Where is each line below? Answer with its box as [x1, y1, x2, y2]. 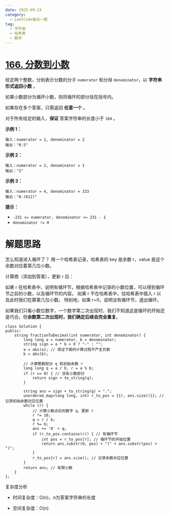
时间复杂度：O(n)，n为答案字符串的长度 [12, 494, 96, 500]
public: [5, 328, 22, 333]
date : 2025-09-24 [5, 7, 42, 13]
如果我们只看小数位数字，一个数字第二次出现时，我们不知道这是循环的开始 [5, 307, 160, 314]
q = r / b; [32, 417, 56, 422]
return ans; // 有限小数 [23, 465, 73, 470]
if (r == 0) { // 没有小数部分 [23, 371, 85, 376]
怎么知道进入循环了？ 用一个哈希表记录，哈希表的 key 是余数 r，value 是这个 [5, 256, 165, 262]
